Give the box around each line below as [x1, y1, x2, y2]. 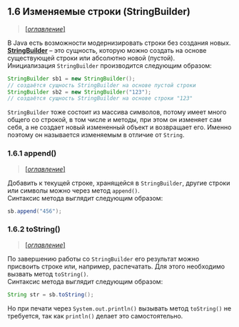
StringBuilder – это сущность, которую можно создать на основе [7, 46, 207, 54]
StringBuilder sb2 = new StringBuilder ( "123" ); [7, 89, 152, 96]
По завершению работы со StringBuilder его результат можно [7, 254, 200, 263]
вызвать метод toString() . [7, 269, 89, 278]
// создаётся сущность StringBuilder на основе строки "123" [7, 95, 193, 102]
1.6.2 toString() [7, 224, 61, 234]
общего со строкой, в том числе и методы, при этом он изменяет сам [7, 116, 222, 124]
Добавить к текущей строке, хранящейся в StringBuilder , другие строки [7, 178, 230, 187]
